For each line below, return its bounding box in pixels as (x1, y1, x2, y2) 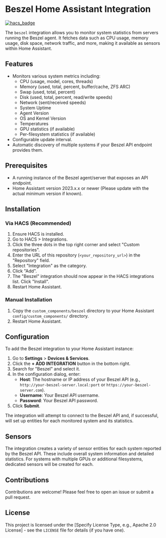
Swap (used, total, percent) (19, 89, 76, 95)
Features (5, 60, 33, 68)
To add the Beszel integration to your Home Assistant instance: (5, 346, 134, 352)
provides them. (12, 147, 44, 153)
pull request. (5, 494, 31, 500)
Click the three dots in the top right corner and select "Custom (12, 242, 140, 248)
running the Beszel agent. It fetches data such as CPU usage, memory (5, 35, 149, 41)
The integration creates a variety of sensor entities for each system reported (5, 446, 162, 451)
